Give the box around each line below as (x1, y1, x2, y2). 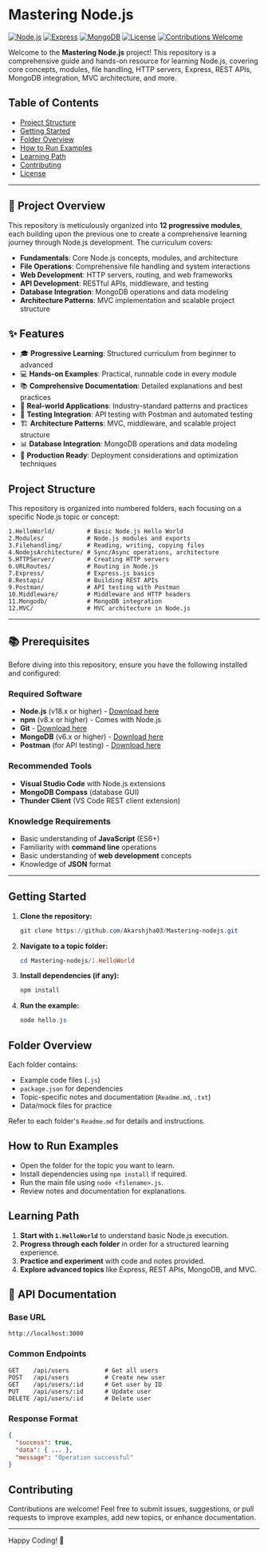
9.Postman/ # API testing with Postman (8, 584, 180, 592)
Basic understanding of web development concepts (19, 850, 192, 860)
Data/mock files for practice (19, 1101, 112, 1111)
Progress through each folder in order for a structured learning (19, 1239, 229, 1248)
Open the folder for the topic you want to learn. (19, 1160, 175, 1170)
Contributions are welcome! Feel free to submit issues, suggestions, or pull (8, 1504, 254, 1514)
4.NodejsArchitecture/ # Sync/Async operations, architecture (8, 549, 219, 557)
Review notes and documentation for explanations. (19, 1186, 187, 1196)
